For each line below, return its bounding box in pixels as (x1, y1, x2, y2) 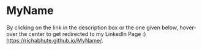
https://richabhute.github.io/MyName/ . (6, 37, 103, 44)
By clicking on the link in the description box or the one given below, (6, 24, 179, 31)
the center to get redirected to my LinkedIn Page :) (19, 30, 146, 37)
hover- (179, 24, 196, 31)
